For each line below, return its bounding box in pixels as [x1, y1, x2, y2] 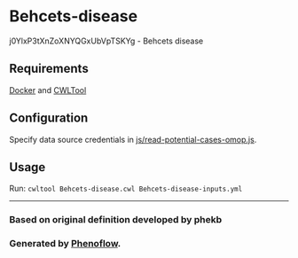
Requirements [9, 61, 89, 76]
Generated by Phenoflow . [9, 238, 122, 250]
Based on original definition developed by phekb [9, 214, 223, 226]
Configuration [9, 111, 89, 126]
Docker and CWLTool [9, 84, 87, 95]
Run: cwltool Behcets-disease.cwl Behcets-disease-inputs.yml [9, 184, 243, 194]
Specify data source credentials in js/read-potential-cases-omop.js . [9, 134, 257, 145]
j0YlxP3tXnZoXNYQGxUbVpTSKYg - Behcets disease [9, 35, 204, 46]
